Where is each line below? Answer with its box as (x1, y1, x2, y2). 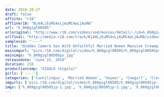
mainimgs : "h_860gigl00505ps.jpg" (5, 52, 76, 58)
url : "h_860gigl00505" (5, 25, 51, 30)
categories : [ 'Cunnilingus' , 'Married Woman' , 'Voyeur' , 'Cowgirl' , (5, 75, 147, 80)
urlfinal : (5, 35, 25, 40)
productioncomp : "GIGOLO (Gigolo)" (5, 67, 78, 72)
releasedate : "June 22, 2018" (5, 57, 67, 62)
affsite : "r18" (5, 16, 36, 21)
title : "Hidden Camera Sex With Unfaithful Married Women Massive (5, 44, 143, 48)
